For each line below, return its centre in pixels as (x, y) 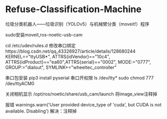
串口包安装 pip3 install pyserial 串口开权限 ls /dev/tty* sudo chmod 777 (79, 77)
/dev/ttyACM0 (20, 83)
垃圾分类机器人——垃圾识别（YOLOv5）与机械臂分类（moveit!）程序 (77, 24)
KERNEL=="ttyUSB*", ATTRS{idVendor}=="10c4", (58, 56)
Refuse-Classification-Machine (73, 9)
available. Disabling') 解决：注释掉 (41, 111)
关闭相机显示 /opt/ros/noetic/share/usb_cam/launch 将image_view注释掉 (81, 94)
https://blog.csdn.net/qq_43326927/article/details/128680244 (71, 51)
